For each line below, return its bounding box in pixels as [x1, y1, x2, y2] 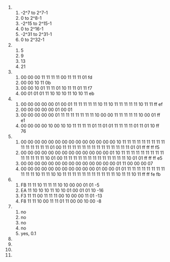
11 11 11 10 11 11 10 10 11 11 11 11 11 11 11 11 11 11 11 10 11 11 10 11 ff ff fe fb [20, 171, 161, 177]
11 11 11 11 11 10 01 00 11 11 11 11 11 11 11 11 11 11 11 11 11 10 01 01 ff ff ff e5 [20, 155, 163, 161]
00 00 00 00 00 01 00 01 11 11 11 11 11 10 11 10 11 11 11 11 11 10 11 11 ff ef [20, 101, 163, 107]
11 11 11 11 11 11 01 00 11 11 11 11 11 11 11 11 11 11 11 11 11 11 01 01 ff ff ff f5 [20, 144, 160, 150]
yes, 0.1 [20, 231, 36, 236]
